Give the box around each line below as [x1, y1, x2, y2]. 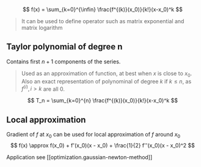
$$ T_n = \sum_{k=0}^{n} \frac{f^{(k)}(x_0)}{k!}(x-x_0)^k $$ [27, 97, 178, 104]
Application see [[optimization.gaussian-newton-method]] [6, 153, 153, 161]
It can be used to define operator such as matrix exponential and [21, 18, 185, 24]
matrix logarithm [21, 24, 63, 31]
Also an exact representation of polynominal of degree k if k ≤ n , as [21, 77, 192, 85]
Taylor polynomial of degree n [6, 41, 123, 52]
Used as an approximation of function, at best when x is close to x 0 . [21, 69, 192, 79]
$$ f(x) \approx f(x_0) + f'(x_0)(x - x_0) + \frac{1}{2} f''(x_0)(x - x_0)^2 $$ [10, 141, 196, 149]
